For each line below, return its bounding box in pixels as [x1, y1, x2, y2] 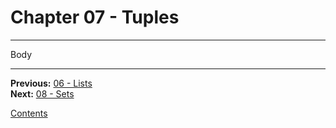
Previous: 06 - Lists [10, 77, 93, 89]
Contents [10, 107, 48, 119]
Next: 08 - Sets [10, 87, 75, 100]
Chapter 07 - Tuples [10, 6, 180, 29]
